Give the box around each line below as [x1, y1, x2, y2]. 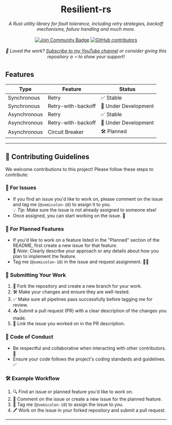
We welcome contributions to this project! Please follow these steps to [5, 166, 154, 172]
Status [119, 86, 136, 93]
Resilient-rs [60, 4, 112, 15]
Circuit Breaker [48, 129, 84, 136]
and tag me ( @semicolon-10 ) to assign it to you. [12, 201, 111, 207]
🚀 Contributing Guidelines [5, 153, 90, 161]
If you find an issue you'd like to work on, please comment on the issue [12, 196, 163, 202]
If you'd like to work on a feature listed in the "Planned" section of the [12, 237, 160, 243]
